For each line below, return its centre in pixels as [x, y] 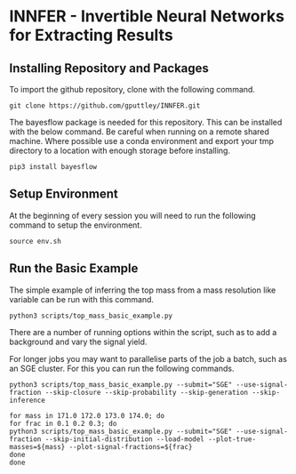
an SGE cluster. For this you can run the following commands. [122, 368]
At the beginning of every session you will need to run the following [132, 215]
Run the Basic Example [74, 269]
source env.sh [36, 241]
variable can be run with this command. [81, 299]
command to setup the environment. [76, 225]
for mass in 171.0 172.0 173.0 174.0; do [87, 415]
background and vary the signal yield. [78, 341]
